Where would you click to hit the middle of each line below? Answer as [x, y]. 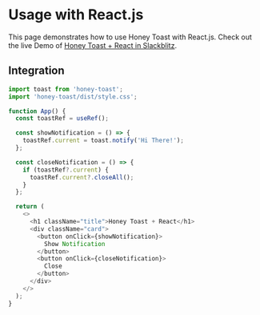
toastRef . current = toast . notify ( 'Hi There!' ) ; [103, 141]
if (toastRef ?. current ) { [66, 170]
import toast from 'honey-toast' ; [66, 89]
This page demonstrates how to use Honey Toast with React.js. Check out [130, 37]
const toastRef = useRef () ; [62, 119]
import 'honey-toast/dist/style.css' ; [73, 97]
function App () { [37, 111]
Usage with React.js [76, 15]
